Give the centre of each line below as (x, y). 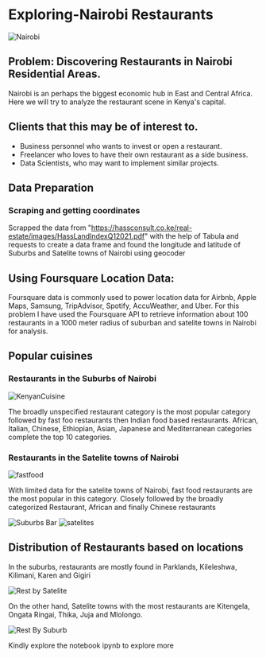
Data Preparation (51, 187)
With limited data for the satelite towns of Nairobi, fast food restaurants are (130, 490)
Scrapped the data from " (50, 228)
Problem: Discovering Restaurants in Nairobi (120, 62)
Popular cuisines (50, 356)
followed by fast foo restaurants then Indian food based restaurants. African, (133, 420)
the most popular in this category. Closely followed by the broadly (116, 499)
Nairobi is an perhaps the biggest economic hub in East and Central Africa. (131, 93)
